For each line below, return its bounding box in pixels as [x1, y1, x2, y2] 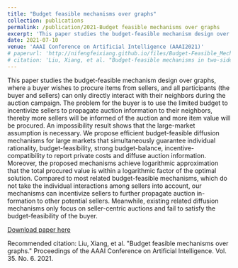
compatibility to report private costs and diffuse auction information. [7, 151, 207, 160]
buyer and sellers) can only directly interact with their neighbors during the [7, 91, 226, 99]
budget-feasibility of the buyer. [7, 211, 98, 220]
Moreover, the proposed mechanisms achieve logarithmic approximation [7, 159, 219, 167]
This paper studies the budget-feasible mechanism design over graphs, [7, 76, 217, 84]
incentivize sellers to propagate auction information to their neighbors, [7, 106, 212, 114]
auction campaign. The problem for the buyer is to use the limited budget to [7, 99, 228, 107]
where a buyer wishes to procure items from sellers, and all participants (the [7, 83, 230, 92]
